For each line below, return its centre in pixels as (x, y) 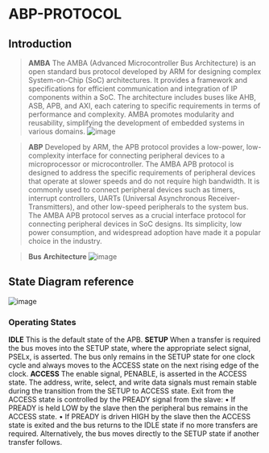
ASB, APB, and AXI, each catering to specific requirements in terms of (144, 106)
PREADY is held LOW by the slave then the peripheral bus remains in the (128, 408)
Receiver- (224, 198)
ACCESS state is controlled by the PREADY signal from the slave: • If (122, 400)
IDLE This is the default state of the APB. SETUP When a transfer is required (134, 340)
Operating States (42, 322)
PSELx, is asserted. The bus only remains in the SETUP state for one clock (132, 357)
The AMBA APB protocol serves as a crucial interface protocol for (137, 215)
